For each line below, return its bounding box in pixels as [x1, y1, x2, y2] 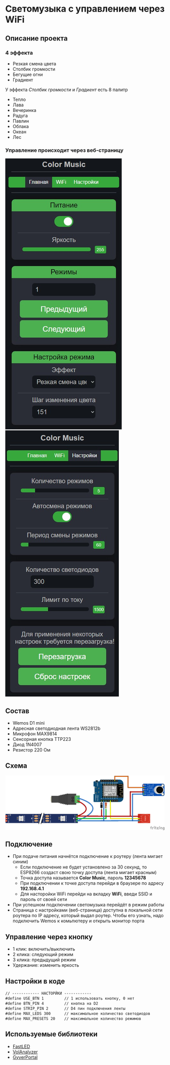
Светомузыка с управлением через [5, 3, 165, 15]
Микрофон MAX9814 [12, 730, 57, 737]
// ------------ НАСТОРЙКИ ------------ [5, 991, 92, 996]
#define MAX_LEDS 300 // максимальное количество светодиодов [5, 1011, 151, 1016]
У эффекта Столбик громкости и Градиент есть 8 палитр [5, 87, 128, 93]
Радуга [12, 112, 28, 119]
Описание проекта [5, 34, 68, 43]
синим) [12, 859, 29, 865]
